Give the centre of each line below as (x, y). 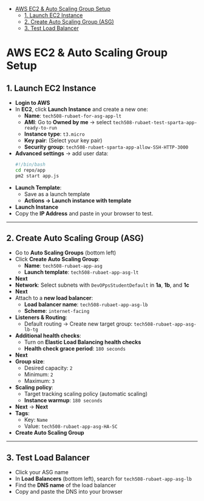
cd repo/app (30, 170)
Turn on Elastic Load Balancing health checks (83, 342)
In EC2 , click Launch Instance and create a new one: (82, 109)
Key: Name (36, 420)
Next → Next (32, 407)
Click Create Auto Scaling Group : (57, 259)
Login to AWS (32, 103)
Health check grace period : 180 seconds (75, 349)
